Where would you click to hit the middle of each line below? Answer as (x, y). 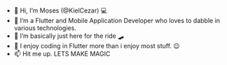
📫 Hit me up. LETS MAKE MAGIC (62, 54)
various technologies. (45, 28)
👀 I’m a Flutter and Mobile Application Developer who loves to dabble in (117, 21)
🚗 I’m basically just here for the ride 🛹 (69, 36)
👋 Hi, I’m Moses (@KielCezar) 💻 (60, 10)
